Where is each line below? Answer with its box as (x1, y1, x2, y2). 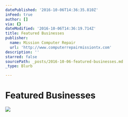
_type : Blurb (5, 64, 33, 69)
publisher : (5, 36, 28, 41)
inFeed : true (5, 12, 33, 17)
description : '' (5, 49, 39, 54)
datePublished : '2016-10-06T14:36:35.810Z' (5, 7, 99, 13)
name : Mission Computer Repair (10, 40, 76, 45)
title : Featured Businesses (5, 31, 65, 36)
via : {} (5, 21, 22, 27)
